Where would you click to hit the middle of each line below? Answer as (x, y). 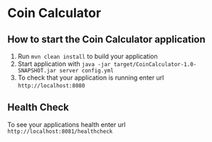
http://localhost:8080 (51, 86)
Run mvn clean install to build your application (88, 56)
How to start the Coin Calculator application (107, 39)
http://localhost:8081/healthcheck (60, 131)
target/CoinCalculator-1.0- (155, 65)
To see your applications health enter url (67, 124)
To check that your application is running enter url (91, 77)
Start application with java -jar (64, 64)
